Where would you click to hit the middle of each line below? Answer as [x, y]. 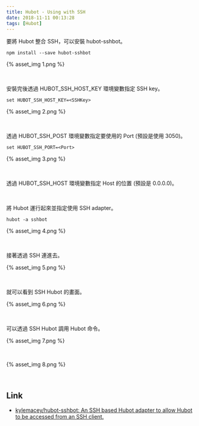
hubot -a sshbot [27, 220]
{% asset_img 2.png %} [36, 112]
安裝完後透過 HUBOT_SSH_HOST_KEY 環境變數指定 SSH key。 [85, 88]
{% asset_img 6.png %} [36, 304]
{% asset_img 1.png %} [36, 64]
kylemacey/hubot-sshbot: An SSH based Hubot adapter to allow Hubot [104, 410]
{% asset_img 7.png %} [36, 341]
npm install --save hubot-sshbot [49, 53]
